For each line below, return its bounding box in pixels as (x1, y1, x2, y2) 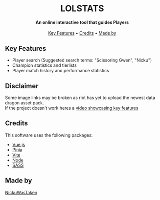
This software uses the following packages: (5, 132, 93, 138)
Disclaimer (5, 81, 39, 90)
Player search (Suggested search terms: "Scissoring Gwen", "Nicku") (12, 57, 152, 63)
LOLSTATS (60, 3, 104, 14)
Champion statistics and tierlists (12, 62, 77, 68)
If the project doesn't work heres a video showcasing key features (5, 105, 138, 111)
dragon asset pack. (5, 100, 44, 106)
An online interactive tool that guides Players (35, 19, 129, 25)
